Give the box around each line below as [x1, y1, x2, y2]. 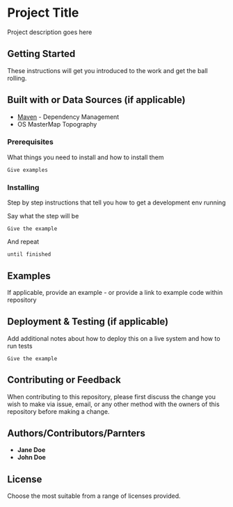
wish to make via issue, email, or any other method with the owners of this [7, 400, 220, 408]
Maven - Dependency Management [17, 113, 120, 121]
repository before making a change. [7, 407, 110, 415]
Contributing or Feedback [7, 374, 122, 386]
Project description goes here [7, 28, 93, 36]
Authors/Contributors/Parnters [7, 427, 146, 439]
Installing [7, 182, 40, 192]
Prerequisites [7, 137, 54, 147]
